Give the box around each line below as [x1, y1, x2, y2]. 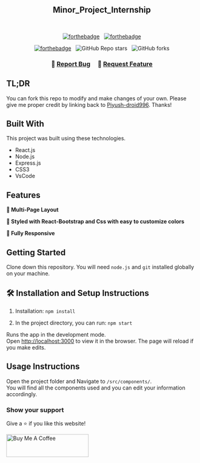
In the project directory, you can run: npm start [15, 319, 133, 326]
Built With [6, 118, 44, 129]
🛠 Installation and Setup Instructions [6, 288, 150, 298]
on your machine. [6, 270, 50, 277]
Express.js [15, 159, 41, 166]
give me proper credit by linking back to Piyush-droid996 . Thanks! [6, 101, 172, 108]
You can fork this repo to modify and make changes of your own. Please [6, 94, 187, 102]
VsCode [15, 173, 35, 180]
